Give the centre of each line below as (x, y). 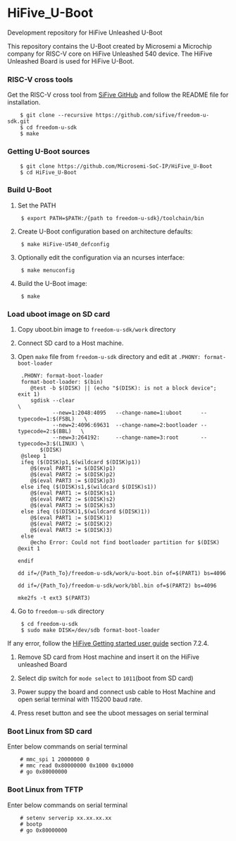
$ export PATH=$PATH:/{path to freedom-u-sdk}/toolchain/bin (112, 218)
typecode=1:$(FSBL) (46, 419)
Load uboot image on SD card (59, 314)
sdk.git (19, 121)
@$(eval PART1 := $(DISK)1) (72, 518)
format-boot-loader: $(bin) (62, 382)
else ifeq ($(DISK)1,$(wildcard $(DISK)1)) (86, 512)
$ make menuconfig (48, 270)
